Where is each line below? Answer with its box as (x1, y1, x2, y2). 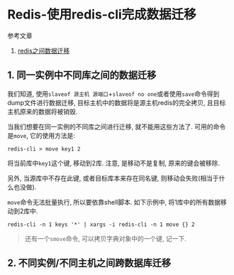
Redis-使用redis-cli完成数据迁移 (7, 6, 196, 23)
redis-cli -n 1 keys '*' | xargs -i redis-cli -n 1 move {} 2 (7, 221, 195, 228)
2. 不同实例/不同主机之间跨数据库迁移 (7, 257, 172, 269)
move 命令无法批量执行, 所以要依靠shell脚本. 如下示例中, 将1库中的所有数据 (7, 198, 221, 206)
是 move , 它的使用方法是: (7, 131, 76, 139)
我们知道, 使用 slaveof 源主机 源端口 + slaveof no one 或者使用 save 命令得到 (7, 90, 220, 98)
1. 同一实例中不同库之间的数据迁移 (7, 69, 157, 82)
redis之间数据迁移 (17, 46, 70, 55)
